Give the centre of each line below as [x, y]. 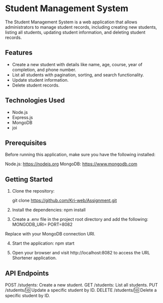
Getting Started [29, 179]
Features [19, 53]
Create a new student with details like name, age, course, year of [77, 64]
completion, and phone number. [44, 70]
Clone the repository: [33, 191]
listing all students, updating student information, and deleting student [75, 32]
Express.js [22, 117]
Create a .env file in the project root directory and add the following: [80, 219]
